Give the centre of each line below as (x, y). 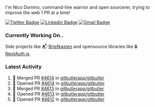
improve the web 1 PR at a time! (38, 13)
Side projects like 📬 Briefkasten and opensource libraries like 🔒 (71, 47)
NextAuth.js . (18, 54)
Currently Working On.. (34, 35)
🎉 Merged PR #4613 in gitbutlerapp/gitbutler (58, 88)
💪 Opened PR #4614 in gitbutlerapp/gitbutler (58, 83)
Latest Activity (23, 67)
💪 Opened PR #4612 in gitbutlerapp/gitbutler (58, 99)
